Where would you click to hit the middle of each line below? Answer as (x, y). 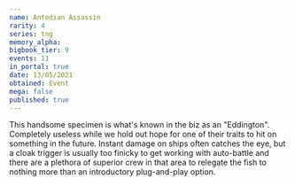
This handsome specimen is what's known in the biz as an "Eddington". (140, 125)
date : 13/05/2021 (41, 75)
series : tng (31, 34)
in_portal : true (39, 67)
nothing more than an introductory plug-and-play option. (113, 172)
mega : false (31, 91)
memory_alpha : (35, 42)
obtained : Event (39, 83)
